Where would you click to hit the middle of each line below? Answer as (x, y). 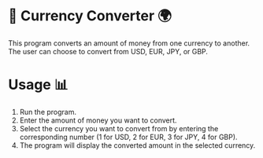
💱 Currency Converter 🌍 (90, 16)
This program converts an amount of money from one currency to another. (129, 43)
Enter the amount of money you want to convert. (98, 120)
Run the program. (48, 112)
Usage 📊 (38, 85)
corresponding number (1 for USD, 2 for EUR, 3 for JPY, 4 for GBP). (128, 137)
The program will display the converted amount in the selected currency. (137, 145)
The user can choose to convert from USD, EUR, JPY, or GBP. (108, 51)
